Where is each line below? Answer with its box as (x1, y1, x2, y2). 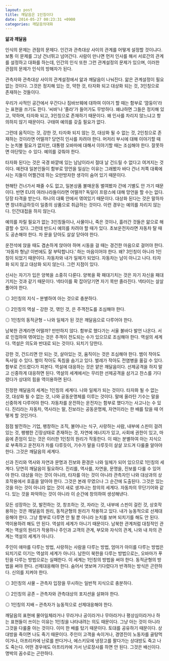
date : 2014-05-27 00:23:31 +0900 (5, 17, 76, 22)
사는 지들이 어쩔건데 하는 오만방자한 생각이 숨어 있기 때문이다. (5, 172, 127, 178)
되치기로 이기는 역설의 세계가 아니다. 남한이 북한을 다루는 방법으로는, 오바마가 (5, 550, 157, 557)
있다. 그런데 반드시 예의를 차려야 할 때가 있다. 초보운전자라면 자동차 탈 (20, 225, 157, 231)
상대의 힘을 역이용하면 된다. (18, 377, 73, 383)
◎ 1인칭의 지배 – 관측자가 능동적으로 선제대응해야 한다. (5, 602, 114, 608)
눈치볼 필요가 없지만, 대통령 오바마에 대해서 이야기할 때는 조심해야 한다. (10, 142, 150, 148)
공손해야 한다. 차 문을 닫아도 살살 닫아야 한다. (10, 231, 99, 238)
